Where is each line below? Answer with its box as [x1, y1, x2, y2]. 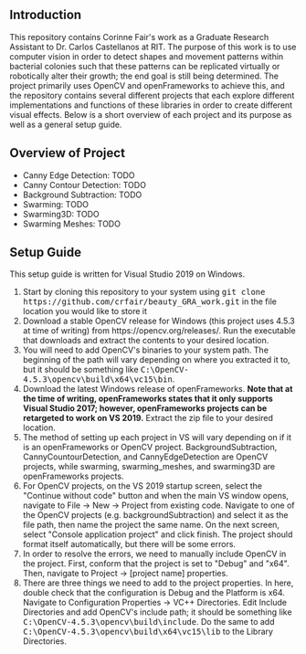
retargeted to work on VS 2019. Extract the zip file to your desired [22, 413, 274, 424]
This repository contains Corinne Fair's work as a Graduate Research [9, 31, 269, 42]
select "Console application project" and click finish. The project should [22, 529, 293, 540]
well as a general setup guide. [9, 119, 122, 130]
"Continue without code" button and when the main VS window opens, [22, 490, 290, 501]
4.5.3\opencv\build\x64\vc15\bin [22, 374, 174, 385]
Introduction [9, 7, 82, 23]
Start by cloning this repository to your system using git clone [22, 287, 266, 298]
